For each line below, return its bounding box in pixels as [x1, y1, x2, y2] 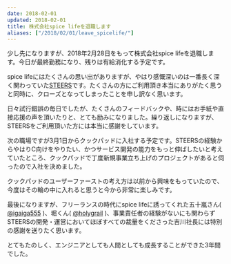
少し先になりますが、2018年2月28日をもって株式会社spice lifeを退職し [7, 49, 208, 57]
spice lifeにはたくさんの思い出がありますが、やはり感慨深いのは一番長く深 [7, 73, 220, 81]
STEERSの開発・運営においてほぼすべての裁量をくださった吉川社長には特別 [7, 218, 223, 226]
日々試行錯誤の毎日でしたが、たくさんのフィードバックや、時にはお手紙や [7, 104, 219, 113]
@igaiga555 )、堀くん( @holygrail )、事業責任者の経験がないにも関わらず [7, 209, 216, 218]
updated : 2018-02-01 [7, 17, 67, 23]
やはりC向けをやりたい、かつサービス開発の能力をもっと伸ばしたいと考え [12, 145, 223, 153]
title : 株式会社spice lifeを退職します [7, 23, 112, 30]
